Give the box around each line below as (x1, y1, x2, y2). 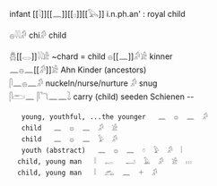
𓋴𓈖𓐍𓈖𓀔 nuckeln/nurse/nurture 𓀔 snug (9, 78, 158, 89)
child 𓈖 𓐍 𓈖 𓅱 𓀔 (21, 135, 118, 144)
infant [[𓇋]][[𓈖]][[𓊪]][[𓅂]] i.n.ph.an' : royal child (9, 9, 186, 19)
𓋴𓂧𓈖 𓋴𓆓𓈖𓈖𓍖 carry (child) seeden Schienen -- (9, 91, 195, 102)
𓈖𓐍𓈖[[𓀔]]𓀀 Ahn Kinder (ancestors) (9, 64, 147, 75)
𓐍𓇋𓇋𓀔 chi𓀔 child (9, 30, 67, 40)
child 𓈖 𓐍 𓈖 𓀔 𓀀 (21, 123, 118, 132)
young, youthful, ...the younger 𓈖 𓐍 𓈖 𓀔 (21, 113, 209, 122)
